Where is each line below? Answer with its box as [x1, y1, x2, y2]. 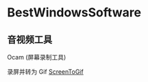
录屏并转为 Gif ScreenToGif [7, 68, 84, 76]
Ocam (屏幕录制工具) [7, 53, 66, 61]
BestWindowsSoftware [7, 5, 142, 20]
